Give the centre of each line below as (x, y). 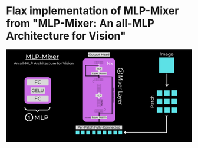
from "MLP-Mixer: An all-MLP (80, 23)
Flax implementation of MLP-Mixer (93, 11)
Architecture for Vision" (66, 36)
